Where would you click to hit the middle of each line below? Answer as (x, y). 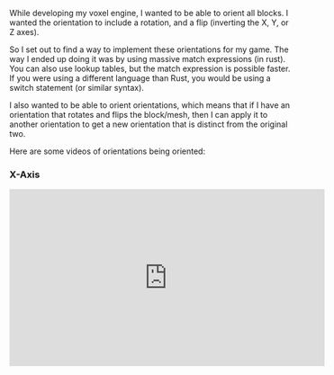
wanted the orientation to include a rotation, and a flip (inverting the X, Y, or (149, 22)
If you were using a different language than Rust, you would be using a (140, 78)
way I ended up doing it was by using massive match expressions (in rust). (148, 59)
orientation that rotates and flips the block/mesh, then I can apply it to (139, 115)
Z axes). (24, 32)
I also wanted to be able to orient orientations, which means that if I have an (150, 105)
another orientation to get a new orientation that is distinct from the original (149, 124)
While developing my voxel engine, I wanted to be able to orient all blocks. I (149, 13)
